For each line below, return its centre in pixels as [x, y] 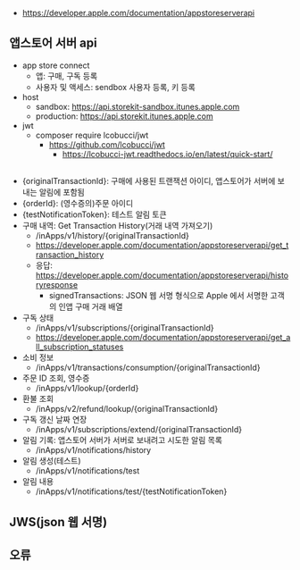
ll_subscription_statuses [79, 347]
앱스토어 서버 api [53, 43]
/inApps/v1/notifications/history [93, 450]
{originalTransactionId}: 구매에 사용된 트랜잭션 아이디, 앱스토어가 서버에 [149, 181]
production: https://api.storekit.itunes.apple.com [124, 116]
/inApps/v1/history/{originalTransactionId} [112, 236]
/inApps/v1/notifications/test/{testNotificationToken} [131, 491]
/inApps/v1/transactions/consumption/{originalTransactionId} [148, 368]
